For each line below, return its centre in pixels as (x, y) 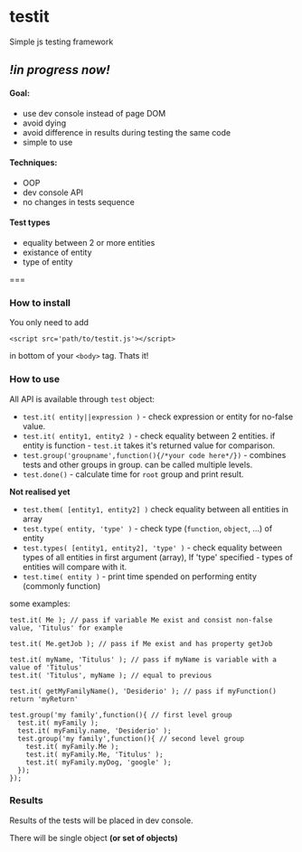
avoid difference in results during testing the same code (127, 132)
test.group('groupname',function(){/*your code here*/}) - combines (154, 454)
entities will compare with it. (75, 566)
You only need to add (49, 323)
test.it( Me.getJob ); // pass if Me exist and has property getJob (141, 643)
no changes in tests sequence (79, 201)
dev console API (53, 192)
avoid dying (44, 123)
